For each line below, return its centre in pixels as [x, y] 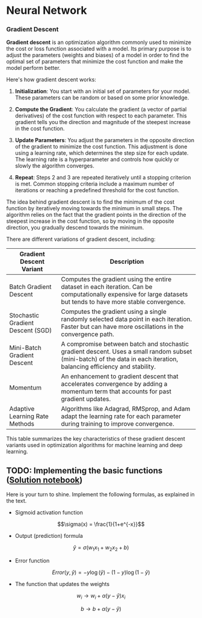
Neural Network [47, 11]
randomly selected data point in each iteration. [127, 319]
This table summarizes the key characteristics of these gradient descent [96, 439]
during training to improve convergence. [118, 424]
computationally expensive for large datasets [124, 295]
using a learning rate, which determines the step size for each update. [102, 153]
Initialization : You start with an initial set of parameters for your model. [103, 92]
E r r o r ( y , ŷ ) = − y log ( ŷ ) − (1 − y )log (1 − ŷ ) [101, 572]
